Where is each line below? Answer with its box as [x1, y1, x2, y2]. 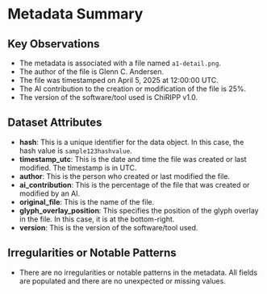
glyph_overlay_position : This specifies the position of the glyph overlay [19, 205, 259, 215]
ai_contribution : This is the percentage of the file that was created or [19, 180, 250, 189]
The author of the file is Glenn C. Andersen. [19, 67, 165, 77]
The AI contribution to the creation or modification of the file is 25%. [19, 84, 247, 93]
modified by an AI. [19, 188, 81, 198]
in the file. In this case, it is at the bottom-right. [19, 214, 175, 224]
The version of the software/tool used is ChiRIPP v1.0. [19, 93, 198, 101]
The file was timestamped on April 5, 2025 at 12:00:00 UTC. [19, 76, 219, 85]
